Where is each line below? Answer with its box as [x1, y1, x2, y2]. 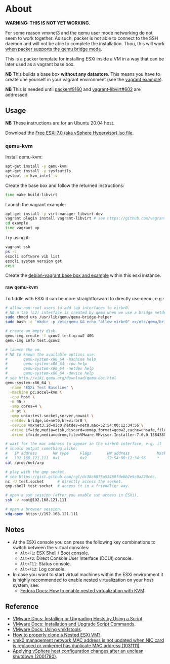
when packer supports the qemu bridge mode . [5, 46, 103, 52]
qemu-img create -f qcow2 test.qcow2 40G [5, 333, 94, 338]
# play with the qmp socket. [5, 469, 67, 475]
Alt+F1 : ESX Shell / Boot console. [20, 550, 90, 556]
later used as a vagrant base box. [5, 61, 75, 67]
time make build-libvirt [5, 192, 58, 197]
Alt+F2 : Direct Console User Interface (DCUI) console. [20, 555, 133, 561]
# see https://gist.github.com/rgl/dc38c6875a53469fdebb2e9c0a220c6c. [5, 474, 157, 479]
